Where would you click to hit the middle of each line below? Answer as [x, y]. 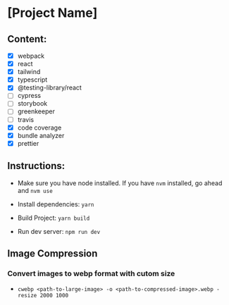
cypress [29, 96]
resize [27, 296]
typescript [32, 80]
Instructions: [36, 166]
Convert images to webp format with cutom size [91, 273]
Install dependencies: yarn [56, 204]
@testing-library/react [50, 88]
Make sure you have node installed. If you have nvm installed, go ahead [120, 183]
